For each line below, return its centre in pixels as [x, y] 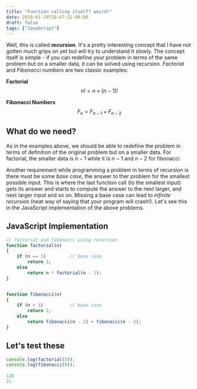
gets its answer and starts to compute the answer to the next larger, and [94, 189]
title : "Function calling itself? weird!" [59, 12]
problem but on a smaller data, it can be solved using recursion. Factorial [95, 64]
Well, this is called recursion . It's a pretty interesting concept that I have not [98, 45]
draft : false [22, 22]
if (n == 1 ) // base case [59, 256]
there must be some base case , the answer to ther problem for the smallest [98, 176]
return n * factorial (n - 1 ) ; [64, 273]
